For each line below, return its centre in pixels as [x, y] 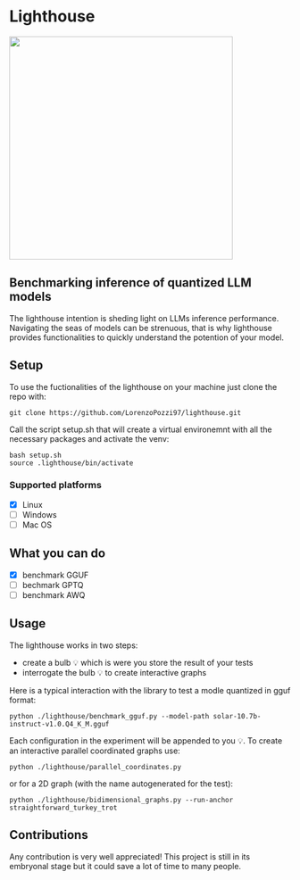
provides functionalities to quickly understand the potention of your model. [146, 337]
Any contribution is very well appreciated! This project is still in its [130, 856]
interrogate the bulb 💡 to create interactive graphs [114, 672]
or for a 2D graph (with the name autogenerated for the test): [121, 784]
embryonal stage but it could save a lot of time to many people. [125, 866]
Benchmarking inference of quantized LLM [130, 283]
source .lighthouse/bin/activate [71, 463]
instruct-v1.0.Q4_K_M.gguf [59, 724]
